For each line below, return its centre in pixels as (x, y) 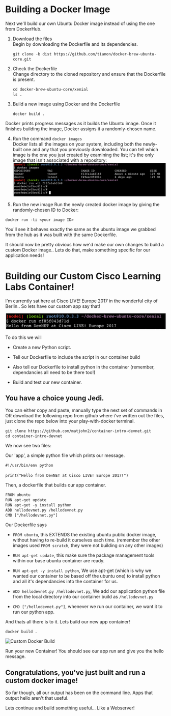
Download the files (32, 39)
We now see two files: (28, 446)
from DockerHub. (23, 28)
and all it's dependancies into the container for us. (65, 582)
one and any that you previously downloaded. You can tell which (91, 149)
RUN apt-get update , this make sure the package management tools (83, 555)
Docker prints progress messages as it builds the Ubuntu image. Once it (81, 123)
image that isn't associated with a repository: (60, 160)
